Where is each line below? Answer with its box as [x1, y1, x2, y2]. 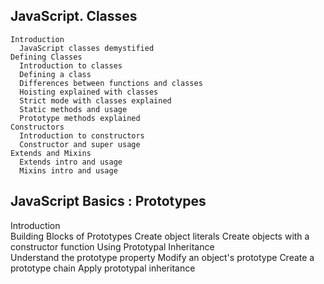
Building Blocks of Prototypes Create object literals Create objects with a [10, 230, 310, 242]
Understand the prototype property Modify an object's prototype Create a [10, 251, 315, 263]
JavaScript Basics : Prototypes [10, 193, 207, 210]
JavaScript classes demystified [19, 43, 155, 53]
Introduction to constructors [19, 130, 145, 141]
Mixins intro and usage [19, 165, 118, 176]
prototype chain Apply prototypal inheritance [10, 262, 196, 274]
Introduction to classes [19, 60, 123, 71]
